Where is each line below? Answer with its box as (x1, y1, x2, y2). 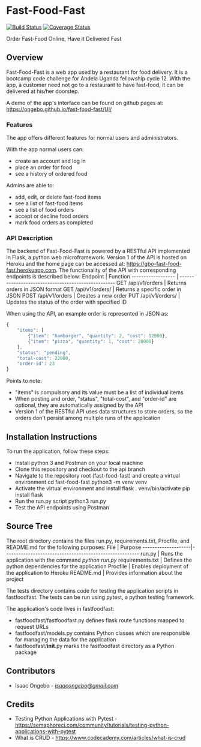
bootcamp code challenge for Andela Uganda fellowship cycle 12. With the (6, 74, 191, 82)
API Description (6, 233, 53, 242)
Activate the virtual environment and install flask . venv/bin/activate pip (14, 485, 190, 492)
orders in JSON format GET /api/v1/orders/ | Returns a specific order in (6, 286, 182, 293)
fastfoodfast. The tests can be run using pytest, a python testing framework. (6, 593, 195, 601)
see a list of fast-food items (14, 200, 83, 207)
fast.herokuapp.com (6, 266, 56, 274)
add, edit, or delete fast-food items (14, 193, 101, 201)
